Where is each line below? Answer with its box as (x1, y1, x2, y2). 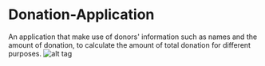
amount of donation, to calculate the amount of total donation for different (8, 40, 251, 49)
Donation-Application (8, 6, 155, 24)
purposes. (8, 49, 42, 58)
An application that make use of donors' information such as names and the (8, 32, 258, 41)
